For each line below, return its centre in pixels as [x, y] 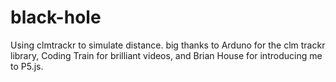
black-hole [56, 17]
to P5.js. [27, 66]
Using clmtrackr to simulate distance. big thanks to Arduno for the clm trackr [168, 45]
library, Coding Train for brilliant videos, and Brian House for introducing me [166, 55]
